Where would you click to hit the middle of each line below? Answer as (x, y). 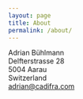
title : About (30, 23)
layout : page (30, 15)
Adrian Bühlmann (36, 53)
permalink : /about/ (40, 30)
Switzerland (28, 78)
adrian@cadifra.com (41, 86)
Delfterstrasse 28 (36, 61)
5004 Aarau (28, 70)
